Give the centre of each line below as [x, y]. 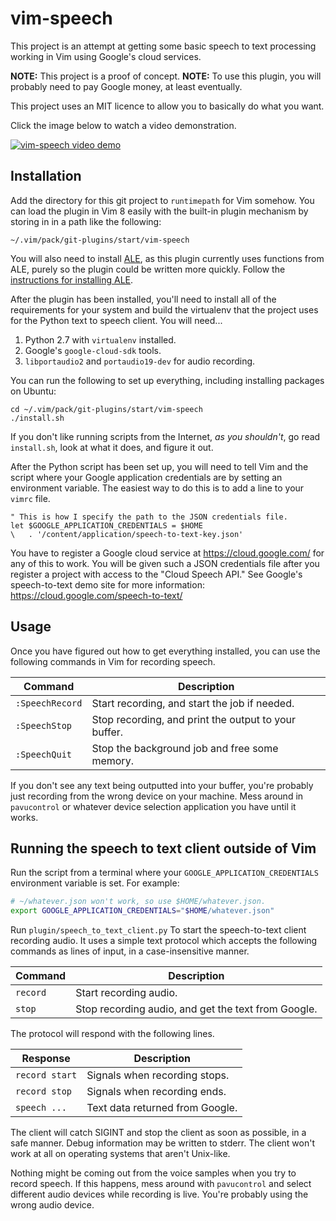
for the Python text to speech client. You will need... [116, 320]
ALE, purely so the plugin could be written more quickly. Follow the [148, 269]
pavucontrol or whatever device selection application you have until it [153, 806]
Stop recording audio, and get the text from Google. [196, 1009]
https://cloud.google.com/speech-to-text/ [96, 595]
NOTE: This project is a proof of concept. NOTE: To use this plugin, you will [166, 76]
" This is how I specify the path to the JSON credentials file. [149, 517]
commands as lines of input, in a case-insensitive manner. [130, 951]
